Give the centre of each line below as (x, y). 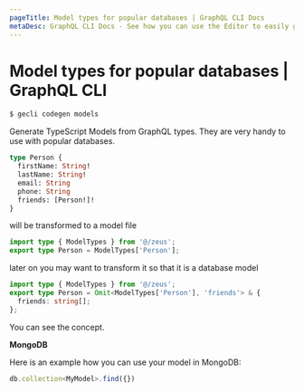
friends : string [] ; (54, 301)
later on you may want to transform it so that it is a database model (134, 268)
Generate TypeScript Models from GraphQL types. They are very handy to (148, 131)
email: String (44, 183)
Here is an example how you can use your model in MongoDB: (125, 362)
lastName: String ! (52, 175)
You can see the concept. (57, 327)
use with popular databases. (62, 141)
